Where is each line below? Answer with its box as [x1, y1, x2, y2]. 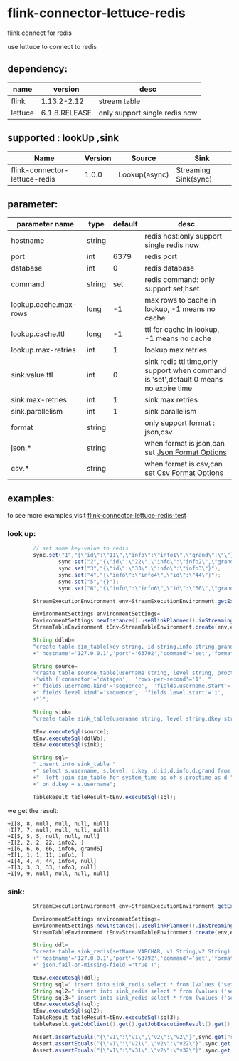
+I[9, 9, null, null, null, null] [7, 870, 110, 877]
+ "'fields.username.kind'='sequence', [33, 682, 148, 690]
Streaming [176, 165, 211, 175]
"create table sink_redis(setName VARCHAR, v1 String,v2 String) [33, 948, 231, 956]
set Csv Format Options [144, 468, 224, 478]
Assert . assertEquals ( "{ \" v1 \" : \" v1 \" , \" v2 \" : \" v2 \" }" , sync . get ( [33, 1033, 228, 1040]
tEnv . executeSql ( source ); [33, 728, 110, 735]
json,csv [144, 427, 173, 437]
